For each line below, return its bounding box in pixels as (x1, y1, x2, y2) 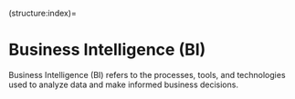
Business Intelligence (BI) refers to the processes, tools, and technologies (8, 69, 286, 80)
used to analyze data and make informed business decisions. (8, 79, 239, 90)
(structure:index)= (8, 8, 77, 18)
